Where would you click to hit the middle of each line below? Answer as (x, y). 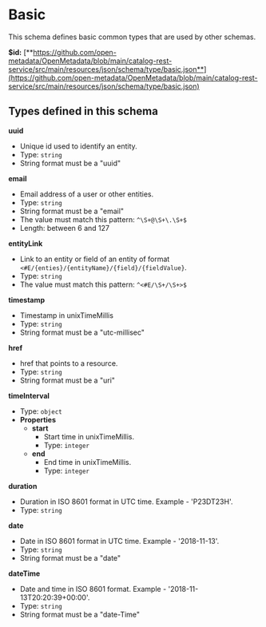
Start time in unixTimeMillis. (89, 436)
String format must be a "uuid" (70, 163)
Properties (38, 419)
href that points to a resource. (69, 363)
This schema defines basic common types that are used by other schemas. (132, 37)
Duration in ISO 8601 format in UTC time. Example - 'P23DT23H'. (126, 502)
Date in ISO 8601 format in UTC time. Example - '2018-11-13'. (119, 541)
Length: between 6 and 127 (65, 228)
